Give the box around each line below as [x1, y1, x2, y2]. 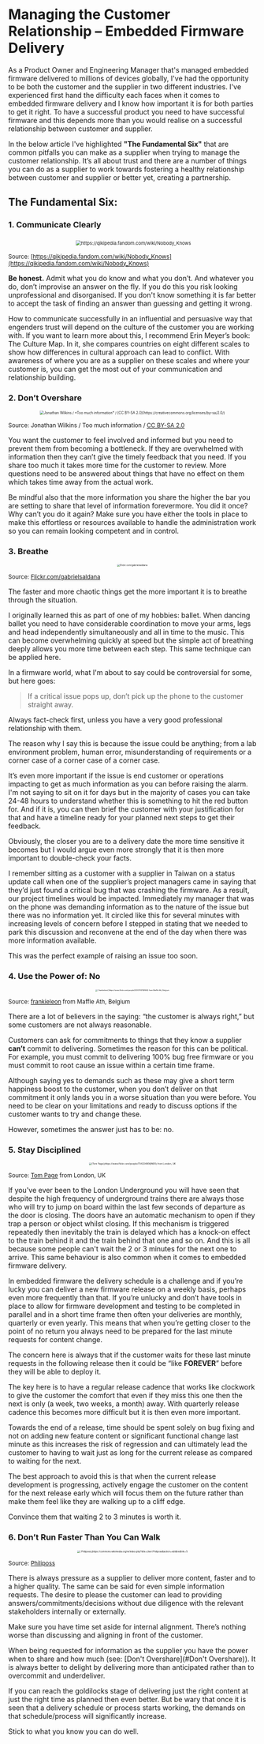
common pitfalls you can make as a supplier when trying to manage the [8, 148, 240, 157]
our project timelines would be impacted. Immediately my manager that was [8, 894, 255, 903]
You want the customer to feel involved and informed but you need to [8, 435, 234, 444]
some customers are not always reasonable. [8, 1020, 152, 1030]
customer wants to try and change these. [8, 1109, 142, 1119]
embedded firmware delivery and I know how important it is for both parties [8, 99, 254, 108]
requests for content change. [8, 1335, 102, 1345]
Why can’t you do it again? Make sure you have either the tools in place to [8, 509, 248, 519]
